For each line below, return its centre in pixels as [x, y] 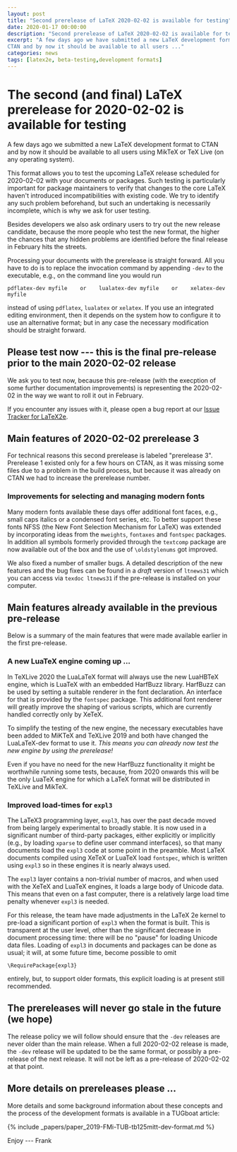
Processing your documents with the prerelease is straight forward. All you [116, 260]
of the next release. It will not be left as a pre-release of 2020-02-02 [130, 1059]
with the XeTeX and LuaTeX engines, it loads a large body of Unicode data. [116, 887]
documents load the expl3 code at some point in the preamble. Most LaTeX [116, 851]
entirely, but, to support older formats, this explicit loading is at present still [116, 979]
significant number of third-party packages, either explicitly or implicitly [111, 835]
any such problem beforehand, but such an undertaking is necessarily [109, 203]
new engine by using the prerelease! [60, 750]
